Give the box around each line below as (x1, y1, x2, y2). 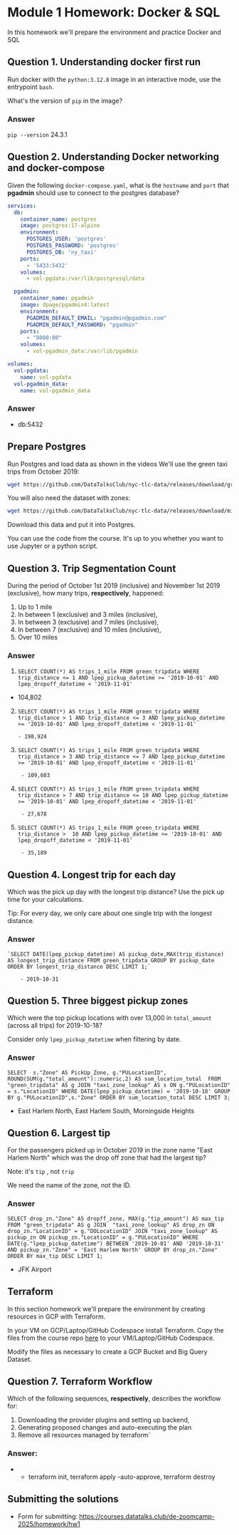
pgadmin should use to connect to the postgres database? (7, 188, 180, 197)
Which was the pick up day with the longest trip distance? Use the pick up (7, 888, 225, 896)
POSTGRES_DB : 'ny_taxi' (26, 249, 97, 256)
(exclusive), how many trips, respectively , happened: (7, 589, 164, 598)
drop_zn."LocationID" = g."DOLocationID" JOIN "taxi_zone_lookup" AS (7, 1227, 218, 1234)
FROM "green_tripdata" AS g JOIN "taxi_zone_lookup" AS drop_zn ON (7, 1221, 215, 1229)
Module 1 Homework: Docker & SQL (7, 4, 221, 21)
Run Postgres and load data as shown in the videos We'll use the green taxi (7, 459, 228, 468)
